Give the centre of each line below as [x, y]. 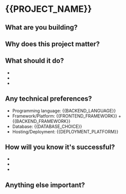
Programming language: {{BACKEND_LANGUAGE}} [64, 111]
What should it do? [34, 61]
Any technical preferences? [48, 99]
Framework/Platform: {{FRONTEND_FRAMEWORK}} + [67, 116]
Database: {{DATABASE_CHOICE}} [47, 126]
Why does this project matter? [52, 44]
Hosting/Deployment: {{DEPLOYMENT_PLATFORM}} [65, 131]
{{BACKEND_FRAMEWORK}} [41, 121]
